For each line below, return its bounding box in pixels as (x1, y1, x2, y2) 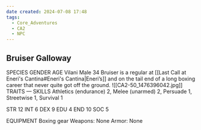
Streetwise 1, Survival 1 (6, 94, 63, 101)
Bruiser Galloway (6, 53, 72, 63)
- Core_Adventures (11, 20, 58, 26)
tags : (6, 14, 20, 20)
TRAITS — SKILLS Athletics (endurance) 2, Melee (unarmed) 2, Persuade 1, (6, 88, 192, 95)
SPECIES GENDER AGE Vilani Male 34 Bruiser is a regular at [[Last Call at (6, 69, 187, 76)
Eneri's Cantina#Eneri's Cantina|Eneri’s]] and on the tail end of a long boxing (6, 75, 196, 82)
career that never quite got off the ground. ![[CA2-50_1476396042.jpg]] (6, 81, 183, 88)
